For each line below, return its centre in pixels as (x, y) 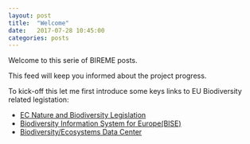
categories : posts (39, 38)
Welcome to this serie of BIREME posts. (73, 60)
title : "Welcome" (39, 23)
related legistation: (39, 99)
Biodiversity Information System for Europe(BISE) (100, 123)
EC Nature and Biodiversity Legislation (83, 115)
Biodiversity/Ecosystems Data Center (81, 132)
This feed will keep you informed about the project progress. (107, 76)
